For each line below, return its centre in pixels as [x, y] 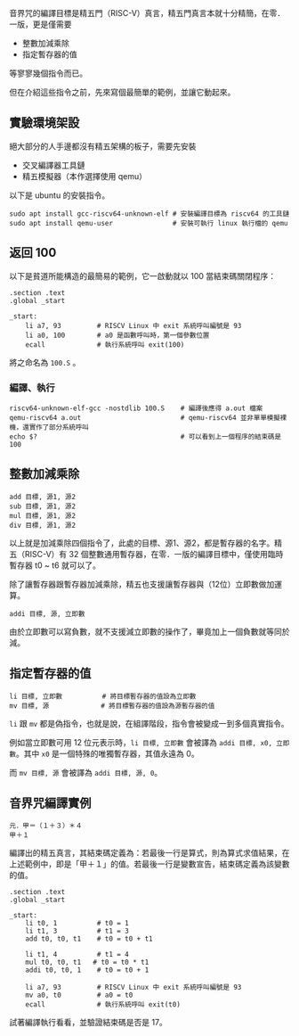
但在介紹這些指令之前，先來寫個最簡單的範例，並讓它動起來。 [122, 92]
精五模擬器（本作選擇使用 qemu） [85, 176]
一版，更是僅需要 [40, 24]
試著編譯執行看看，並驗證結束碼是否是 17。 [88, 1023]
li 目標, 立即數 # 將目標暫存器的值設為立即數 [103, 696]
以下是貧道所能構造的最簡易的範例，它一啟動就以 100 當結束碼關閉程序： [143, 275]
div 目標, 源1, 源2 [43, 525]
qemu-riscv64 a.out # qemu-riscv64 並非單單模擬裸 [148, 417]
